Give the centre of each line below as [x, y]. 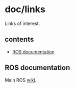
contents [19, 39]
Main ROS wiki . [21, 80]
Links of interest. [22, 23]
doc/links [25, 9]
